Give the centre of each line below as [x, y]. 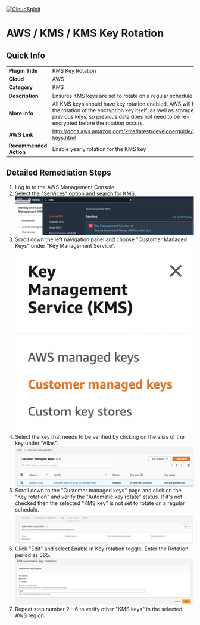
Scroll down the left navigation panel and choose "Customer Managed [101, 239]
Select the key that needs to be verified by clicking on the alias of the [99, 437]
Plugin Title [23, 70]
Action [17, 152]
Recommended [28, 146]
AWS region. [30, 615]
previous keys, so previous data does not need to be [116, 116]
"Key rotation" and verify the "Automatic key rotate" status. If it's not [99, 497]
